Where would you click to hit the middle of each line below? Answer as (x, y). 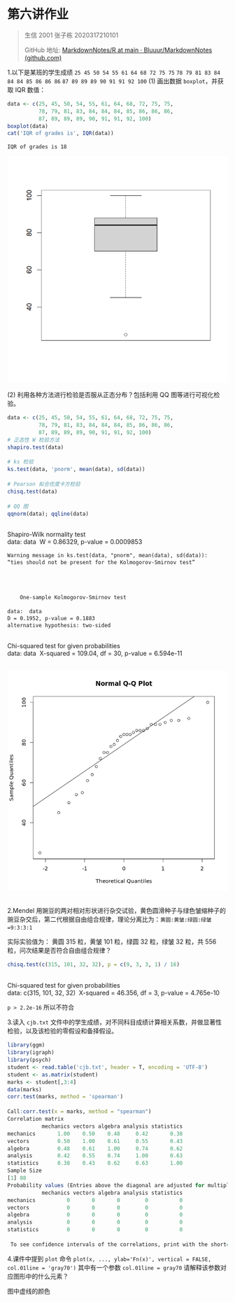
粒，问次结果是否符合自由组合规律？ (59, 951)
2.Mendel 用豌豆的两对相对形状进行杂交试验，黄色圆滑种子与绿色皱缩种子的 (116, 911)
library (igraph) (31, 1053)
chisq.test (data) (33, 491)
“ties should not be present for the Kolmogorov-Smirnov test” (101, 563)
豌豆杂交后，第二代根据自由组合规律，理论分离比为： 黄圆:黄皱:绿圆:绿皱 (109, 919)
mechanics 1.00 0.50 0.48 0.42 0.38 (95, 1134)
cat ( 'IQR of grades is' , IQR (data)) (60, 134)
